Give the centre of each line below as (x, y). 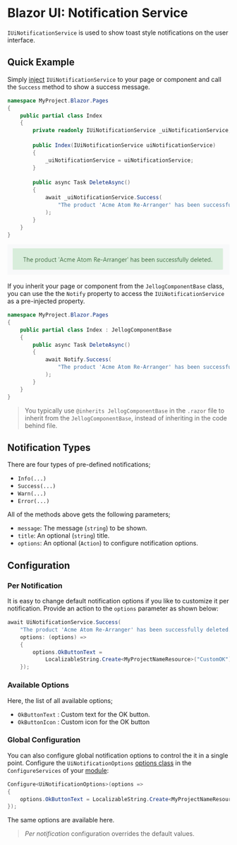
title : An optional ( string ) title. (63, 536)
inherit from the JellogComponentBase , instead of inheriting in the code (126, 418)
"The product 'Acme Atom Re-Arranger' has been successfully (111, 630)
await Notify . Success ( (78, 360)
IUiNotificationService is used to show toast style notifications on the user (118, 32)
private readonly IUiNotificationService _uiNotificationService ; (132, 131)
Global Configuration (44, 740)
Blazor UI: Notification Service (98, 13)
